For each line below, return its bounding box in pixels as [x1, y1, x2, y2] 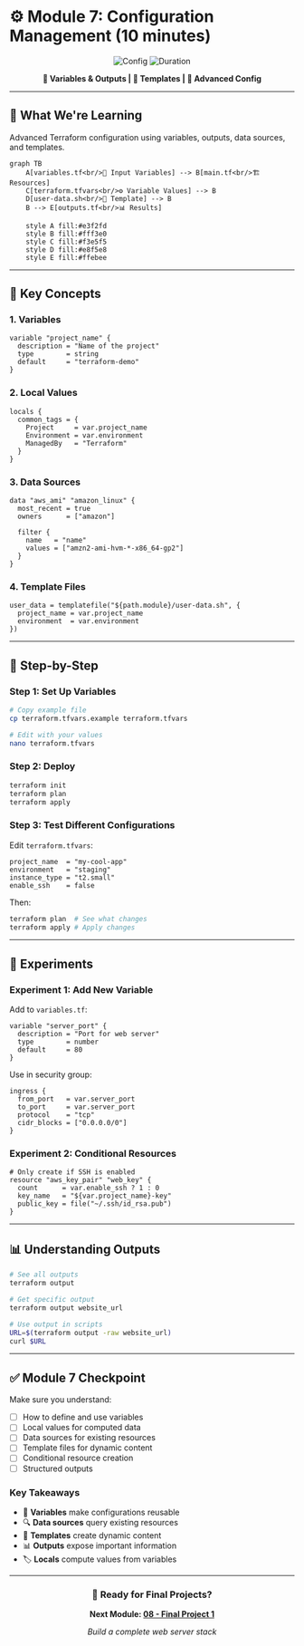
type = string [17, 350, 100, 359]
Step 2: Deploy [9, 760, 76, 773]
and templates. [9, 141, 65, 152]
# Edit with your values [9, 730, 103, 739]
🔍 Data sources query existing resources [22, 1516, 179, 1527]
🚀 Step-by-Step [9, 658, 100, 673]
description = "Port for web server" [17, 1030, 160, 1039]
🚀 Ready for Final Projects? [91, 1588, 213, 1601]
